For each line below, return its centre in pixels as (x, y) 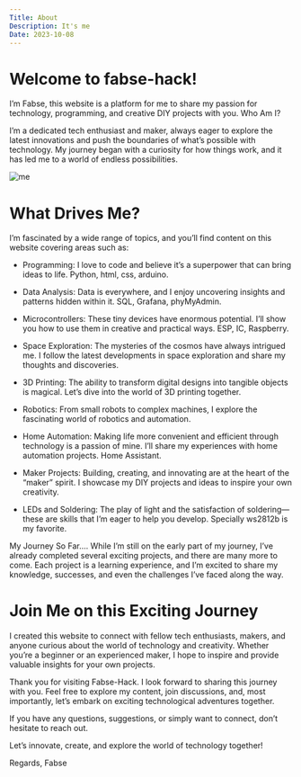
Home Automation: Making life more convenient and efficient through (150, 436)
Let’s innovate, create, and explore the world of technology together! (136, 746)
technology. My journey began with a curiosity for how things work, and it (146, 150)
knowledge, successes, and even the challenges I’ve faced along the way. (147, 575)
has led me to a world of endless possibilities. (93, 159)
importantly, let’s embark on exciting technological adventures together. (142, 701)
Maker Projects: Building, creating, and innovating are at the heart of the (156, 473)
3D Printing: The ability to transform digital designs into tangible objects (155, 382)
